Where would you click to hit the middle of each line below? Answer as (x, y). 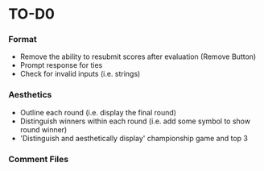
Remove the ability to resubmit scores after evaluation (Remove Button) (138, 56)
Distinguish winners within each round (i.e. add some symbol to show (135, 121)
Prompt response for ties (61, 65)
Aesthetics (30, 95)
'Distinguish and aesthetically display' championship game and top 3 (134, 138)
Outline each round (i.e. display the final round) (98, 112)
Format (23, 40)
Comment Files (39, 159)
